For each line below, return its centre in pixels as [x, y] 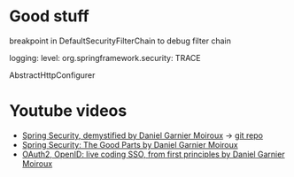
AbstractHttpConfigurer [52, 75]
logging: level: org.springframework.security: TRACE [105, 58]
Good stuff [50, 16]
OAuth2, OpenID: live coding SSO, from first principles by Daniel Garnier [153, 154]
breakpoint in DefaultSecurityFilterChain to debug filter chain [120, 41]
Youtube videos [68, 111]
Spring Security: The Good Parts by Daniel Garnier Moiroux [130, 144]
